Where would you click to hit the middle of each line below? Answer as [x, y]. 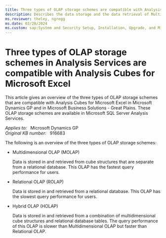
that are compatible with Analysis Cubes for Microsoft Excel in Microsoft [79, 103]
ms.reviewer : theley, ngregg [35, 19]
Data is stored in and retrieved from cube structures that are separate [83, 162]
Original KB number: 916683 [35, 133]
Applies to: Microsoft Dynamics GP [42, 128]
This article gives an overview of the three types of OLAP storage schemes [82, 98]
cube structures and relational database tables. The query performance [85, 221]
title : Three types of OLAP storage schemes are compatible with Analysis [84, 10]
